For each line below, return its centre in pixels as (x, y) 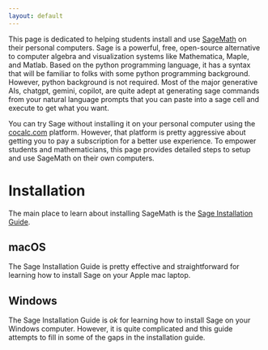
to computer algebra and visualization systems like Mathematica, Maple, (129, 56)
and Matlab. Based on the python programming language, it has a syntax (130, 65)
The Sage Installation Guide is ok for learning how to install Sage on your (130, 320)
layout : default (36, 16)
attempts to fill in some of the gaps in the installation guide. (107, 338)
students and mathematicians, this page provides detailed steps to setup (130, 149)
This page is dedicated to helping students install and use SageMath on (128, 39)
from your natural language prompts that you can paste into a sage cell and (134, 99)
